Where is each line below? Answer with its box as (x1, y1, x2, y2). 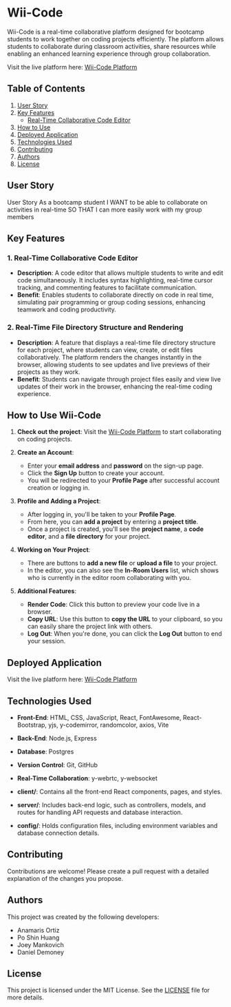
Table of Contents (7, 83, 86, 94)
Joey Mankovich (16, 940, 64, 948)
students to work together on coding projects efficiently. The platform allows (7, 34, 224, 43)
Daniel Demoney (16, 948, 64, 956)
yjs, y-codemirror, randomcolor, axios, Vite (47, 720, 169, 729)
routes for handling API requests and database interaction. (16, 808, 183, 816)
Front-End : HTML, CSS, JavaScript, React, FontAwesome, (16, 713, 181, 721)
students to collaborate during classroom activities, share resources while (7, 42, 217, 50)
